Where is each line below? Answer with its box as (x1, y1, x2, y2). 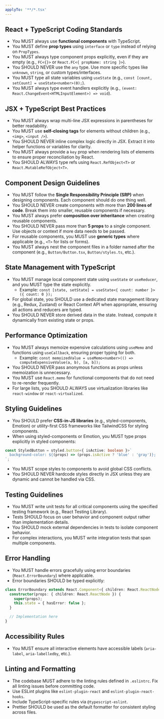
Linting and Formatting (5, 665, 76, 673)
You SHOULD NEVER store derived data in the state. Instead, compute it (12, 312, 157, 318)
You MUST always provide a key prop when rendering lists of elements (12, 149, 155, 155)
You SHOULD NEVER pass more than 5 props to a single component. (12, 223, 151, 229)
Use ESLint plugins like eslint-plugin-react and (12, 688, 110, 694)
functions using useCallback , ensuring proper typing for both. (12, 349, 136, 356)
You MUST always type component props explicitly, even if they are (12, 54, 148, 60)
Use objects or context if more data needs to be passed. (12, 229, 126, 234)
